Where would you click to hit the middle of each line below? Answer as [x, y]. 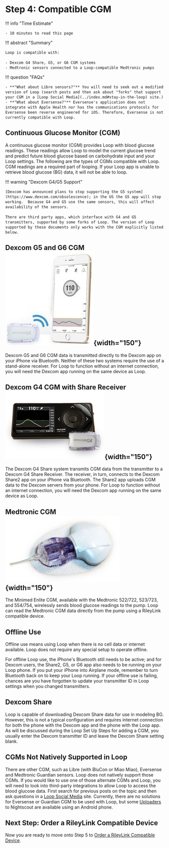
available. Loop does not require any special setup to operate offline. [76, 650]
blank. [12, 741]
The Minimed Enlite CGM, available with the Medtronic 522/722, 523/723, [81, 600]
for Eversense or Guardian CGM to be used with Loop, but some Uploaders [83, 801]
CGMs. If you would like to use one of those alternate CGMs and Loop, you [83, 780]
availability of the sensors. [37, 207]
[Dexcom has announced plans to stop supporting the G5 [65, 192]
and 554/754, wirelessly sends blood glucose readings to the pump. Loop [82, 605]
